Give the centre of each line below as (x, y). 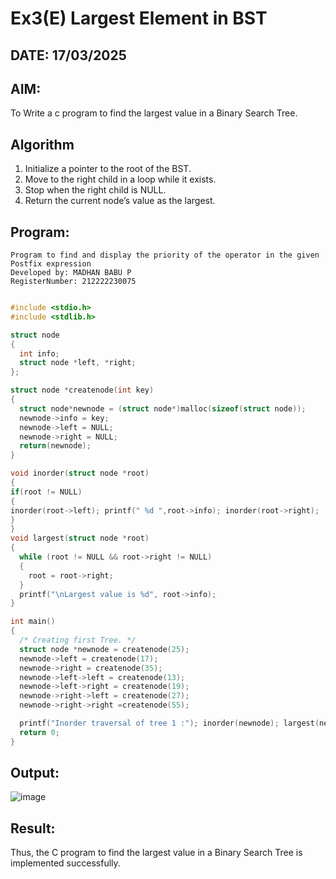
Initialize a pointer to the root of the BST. (108, 169)
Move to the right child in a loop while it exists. (120, 179)
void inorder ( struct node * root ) (80, 473)
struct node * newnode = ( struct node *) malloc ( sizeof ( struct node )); (163, 408)
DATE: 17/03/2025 (68, 55)
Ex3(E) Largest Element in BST (139, 18)
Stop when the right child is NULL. (95, 190)
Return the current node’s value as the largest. (120, 201)
